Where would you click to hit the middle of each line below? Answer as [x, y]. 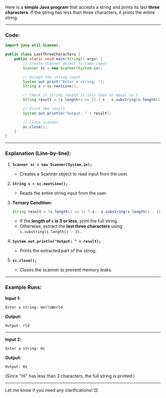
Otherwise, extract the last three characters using [71, 226]
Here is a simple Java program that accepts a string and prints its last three [82, 7]
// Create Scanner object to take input [65, 63]
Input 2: [13, 339]
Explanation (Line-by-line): [38, 153]
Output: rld [17, 325]
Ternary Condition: [32, 202]
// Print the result [44, 109]
